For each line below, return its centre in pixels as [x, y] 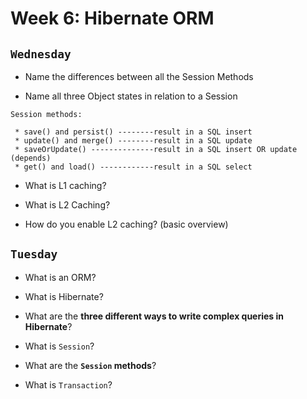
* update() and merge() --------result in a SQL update [133, 141]
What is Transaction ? [68, 384]
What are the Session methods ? [90, 365]
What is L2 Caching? [67, 205]
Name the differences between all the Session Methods [139, 76]
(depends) [31, 158]
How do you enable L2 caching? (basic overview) [126, 224]
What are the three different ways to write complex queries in [154, 316]
